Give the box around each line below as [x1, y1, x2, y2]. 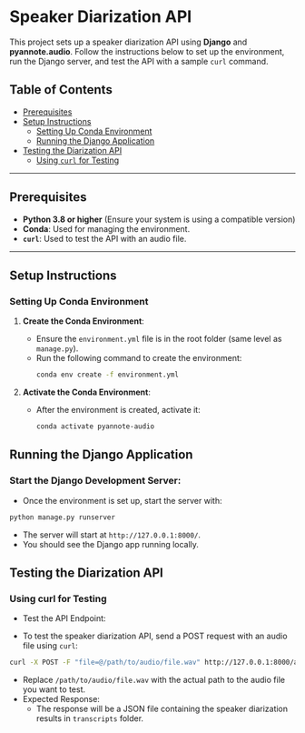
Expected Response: [22, 694, 100, 705]
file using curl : [22, 640, 79, 651]
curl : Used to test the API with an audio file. [22, 233, 187, 244]
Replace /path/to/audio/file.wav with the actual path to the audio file [22, 675, 286, 686]
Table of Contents [9, 82, 113, 97]
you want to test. [22, 684, 86, 695]
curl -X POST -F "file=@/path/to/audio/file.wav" [9, 658, 202, 668]
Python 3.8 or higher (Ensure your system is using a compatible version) [22, 214, 296, 225]
